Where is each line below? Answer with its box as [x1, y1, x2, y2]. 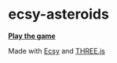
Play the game [8, 31, 57, 40]
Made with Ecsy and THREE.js [8, 46, 106, 55]
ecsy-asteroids [8, 5, 110, 23]
